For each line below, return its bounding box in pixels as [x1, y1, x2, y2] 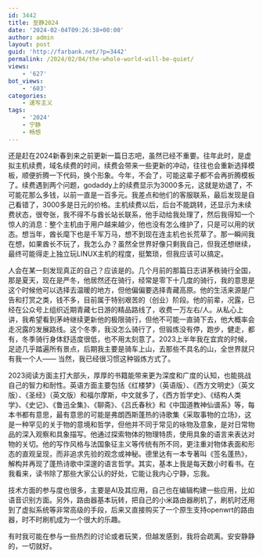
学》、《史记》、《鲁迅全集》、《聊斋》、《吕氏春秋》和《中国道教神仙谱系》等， [8, 399, 248, 409]
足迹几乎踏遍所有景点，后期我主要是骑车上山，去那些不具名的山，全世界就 [8, 344, 248, 353]
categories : [8, 92, 47, 100]
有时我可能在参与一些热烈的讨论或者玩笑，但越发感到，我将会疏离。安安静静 [8, 531, 255, 541]
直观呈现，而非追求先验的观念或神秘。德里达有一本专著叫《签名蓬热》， [21, 449, 252, 458]
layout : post [8, 41, 51, 49]
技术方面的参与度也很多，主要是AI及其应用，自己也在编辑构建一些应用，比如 [8, 485, 255, 494]
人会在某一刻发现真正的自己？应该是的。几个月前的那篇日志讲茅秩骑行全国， [8, 265, 255, 275]
